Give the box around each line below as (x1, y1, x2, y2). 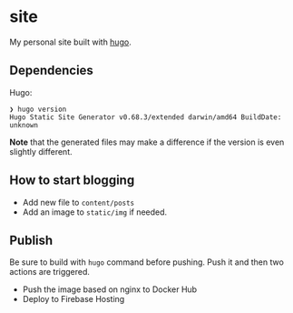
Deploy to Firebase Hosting (22, 294, 125, 305)
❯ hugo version (9, 105, 67, 114)
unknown (9, 120, 39, 129)
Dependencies (9, 63, 93, 78)
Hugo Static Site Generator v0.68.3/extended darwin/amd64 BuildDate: (9, 112, 282, 122)
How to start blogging (9, 173, 135, 188)
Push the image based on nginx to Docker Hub (22, 284, 198, 295)
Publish (9, 232, 54, 247)
